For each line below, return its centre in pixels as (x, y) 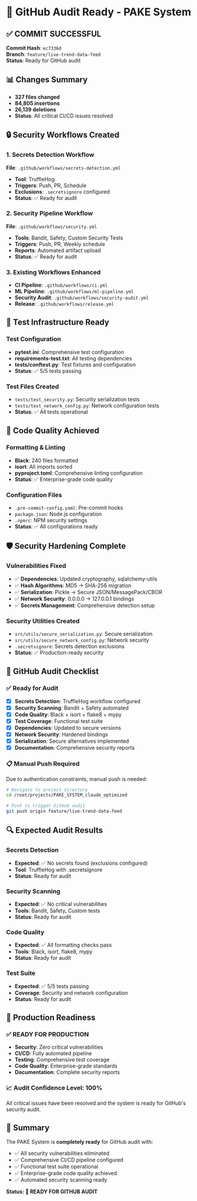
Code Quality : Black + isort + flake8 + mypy (68, 714)
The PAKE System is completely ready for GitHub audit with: (80, 1142)
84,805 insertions (37, 103)
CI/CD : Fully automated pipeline (53, 1054)
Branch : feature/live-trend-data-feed (54, 54)
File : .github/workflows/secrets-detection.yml (64, 168)
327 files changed (37, 97)
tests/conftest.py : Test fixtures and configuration (75, 365)
